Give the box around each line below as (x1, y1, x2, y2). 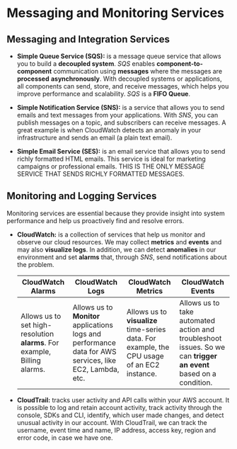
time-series (126, 324, 166, 334)
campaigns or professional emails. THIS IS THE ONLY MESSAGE (16, 162, 204, 171)
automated (179, 315, 215, 325)
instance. (126, 368, 157, 378)
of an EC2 (126, 360, 160, 370)
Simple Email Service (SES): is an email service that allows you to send (16, 147, 226, 155)
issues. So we (179, 342, 226, 352)
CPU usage (126, 351, 164, 360)
